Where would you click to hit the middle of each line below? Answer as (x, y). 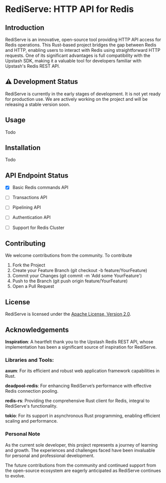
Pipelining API (27, 208)
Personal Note (23, 434)
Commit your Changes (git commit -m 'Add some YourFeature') (77, 276)
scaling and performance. (32, 421)
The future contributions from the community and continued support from (81, 465)
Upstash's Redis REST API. (33, 66)
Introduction (25, 28)
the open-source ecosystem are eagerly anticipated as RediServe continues (83, 471)
